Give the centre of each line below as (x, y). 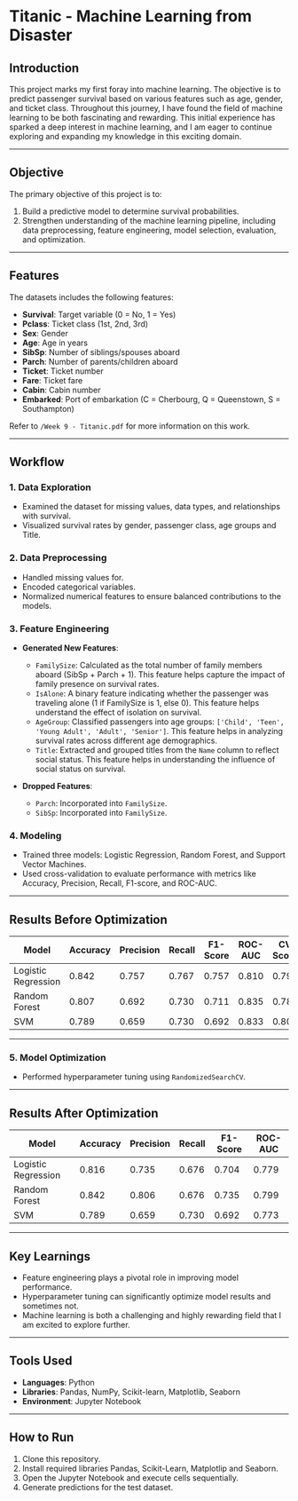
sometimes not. (51, 1306)
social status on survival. (81, 769)
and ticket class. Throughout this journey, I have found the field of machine (146, 108)
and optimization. (54, 239)
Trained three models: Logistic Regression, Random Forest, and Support (153, 855)
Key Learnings (50, 1256)
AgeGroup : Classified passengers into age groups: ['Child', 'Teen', (160, 722)
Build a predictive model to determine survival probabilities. (130, 211)
